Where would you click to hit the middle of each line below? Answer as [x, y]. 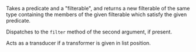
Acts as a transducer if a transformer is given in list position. [78, 43]
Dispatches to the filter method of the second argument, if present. [89, 32]
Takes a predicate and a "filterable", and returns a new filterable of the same [98, 8]
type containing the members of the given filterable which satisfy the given [97, 14]
